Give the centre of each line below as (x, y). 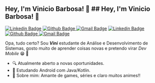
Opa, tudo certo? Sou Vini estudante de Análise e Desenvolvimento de (77, 43)
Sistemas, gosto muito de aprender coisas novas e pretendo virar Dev (76, 48)
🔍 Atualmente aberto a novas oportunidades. (58, 63)
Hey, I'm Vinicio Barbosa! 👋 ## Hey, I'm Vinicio (78, 9)
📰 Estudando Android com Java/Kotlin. (51, 70)
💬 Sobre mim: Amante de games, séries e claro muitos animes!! (76, 75)
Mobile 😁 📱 (17, 53)
